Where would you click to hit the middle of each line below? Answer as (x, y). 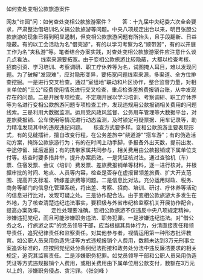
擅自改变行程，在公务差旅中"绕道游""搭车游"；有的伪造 (122, 135)
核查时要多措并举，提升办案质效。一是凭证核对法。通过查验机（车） (107, 157)
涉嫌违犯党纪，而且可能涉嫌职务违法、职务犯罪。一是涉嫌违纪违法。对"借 (98, 218)
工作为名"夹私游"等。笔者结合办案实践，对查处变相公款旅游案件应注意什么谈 (101, 52)
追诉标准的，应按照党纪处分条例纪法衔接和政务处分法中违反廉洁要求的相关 (104, 248)
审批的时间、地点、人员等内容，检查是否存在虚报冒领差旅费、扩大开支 (98, 173)
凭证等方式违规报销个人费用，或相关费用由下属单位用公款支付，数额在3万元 (101, 263)
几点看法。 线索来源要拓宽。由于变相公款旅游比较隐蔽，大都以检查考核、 (100, 59)
